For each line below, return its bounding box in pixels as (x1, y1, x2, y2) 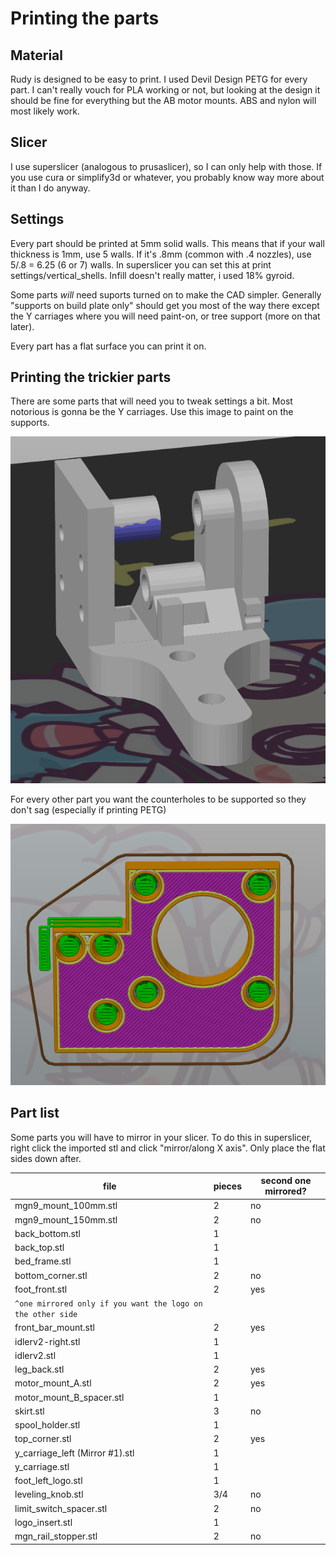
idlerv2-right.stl (14, 1335, 81, 1347)
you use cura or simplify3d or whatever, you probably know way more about (10, 171, 325, 183)
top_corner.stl (14, 1433, 72, 1445)
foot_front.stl (14, 1283, 68, 1295)
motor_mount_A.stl (14, 1377, 92, 1389)
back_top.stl (14, 1242, 65, 1254)
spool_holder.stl (14, 1419, 81, 1431)
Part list (10, 1105, 60, 1122)
